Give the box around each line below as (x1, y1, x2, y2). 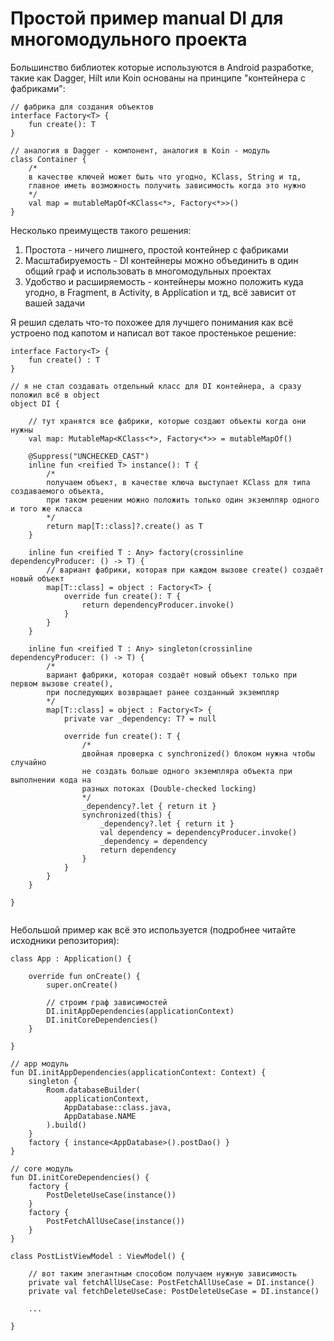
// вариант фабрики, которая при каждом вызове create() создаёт (46, 565, 325, 575)
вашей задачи (24, 297, 86, 309)
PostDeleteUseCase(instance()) (46, 1190, 177, 1200)
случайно (10, 757, 47, 767)
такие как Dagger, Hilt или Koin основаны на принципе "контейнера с (10, 72, 306, 84)
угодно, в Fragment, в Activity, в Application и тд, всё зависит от (24, 286, 297, 298)
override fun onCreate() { (28, 971, 141, 981)
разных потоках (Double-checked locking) (81, 783, 257, 794)
